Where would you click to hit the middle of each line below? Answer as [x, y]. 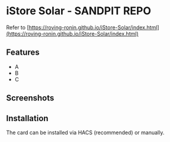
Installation [27, 118]
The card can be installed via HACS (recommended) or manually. [85, 132]
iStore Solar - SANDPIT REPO [79, 11]
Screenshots [30, 98]
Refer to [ [17, 27]
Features [23, 53]
